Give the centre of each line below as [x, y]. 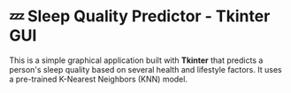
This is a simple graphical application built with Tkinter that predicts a [136, 60]
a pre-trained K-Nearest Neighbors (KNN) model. [99, 79]
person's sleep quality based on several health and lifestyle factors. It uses [145, 69]
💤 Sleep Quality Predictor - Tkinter [140, 16]
